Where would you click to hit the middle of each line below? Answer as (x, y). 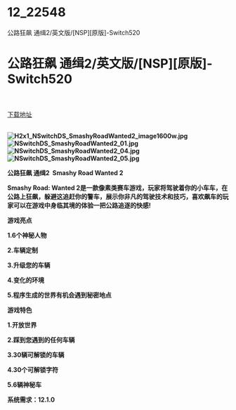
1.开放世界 (22, 325)
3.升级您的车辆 (29, 265)
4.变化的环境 (26, 280)
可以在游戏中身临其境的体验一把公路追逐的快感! (82, 205)
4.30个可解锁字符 (33, 369)
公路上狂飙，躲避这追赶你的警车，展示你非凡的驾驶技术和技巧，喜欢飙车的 (115, 196)
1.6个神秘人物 (27, 235)
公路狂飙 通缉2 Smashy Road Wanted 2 (65, 172)
